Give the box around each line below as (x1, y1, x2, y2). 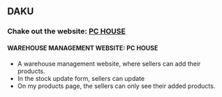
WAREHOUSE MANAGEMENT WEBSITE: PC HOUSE (7, 43, 158, 52)
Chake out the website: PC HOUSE (7, 27, 126, 36)
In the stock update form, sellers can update (17, 74, 145, 82)
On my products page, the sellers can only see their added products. (17, 82, 216, 90)
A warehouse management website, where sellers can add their (17, 59, 201, 68)
